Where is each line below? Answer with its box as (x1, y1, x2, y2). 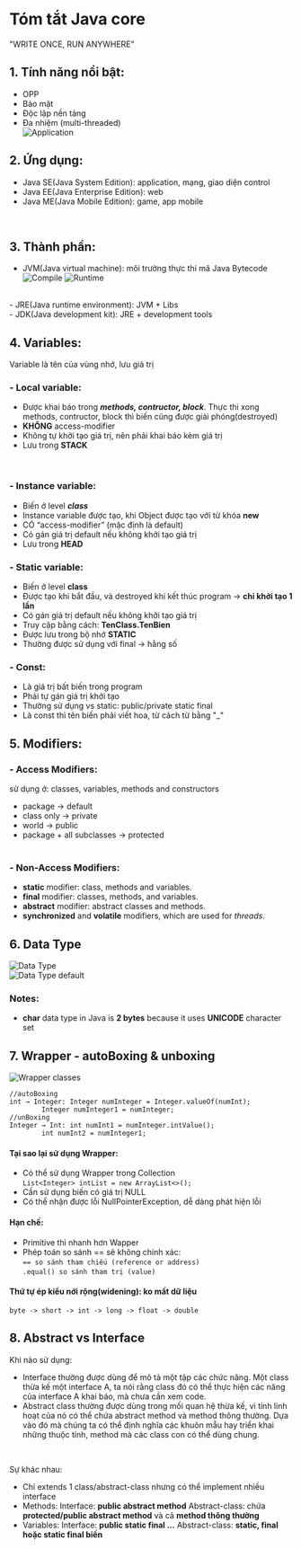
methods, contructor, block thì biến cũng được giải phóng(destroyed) (22, 412, 279, 422)
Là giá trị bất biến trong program (22, 681, 143, 692)
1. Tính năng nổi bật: (9, 65, 125, 80)
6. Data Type (9, 936, 82, 952)
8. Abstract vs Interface (9, 1331, 146, 1346)
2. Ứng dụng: (9, 153, 84, 168)
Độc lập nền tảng (22, 108, 87, 119)
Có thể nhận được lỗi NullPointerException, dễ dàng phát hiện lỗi (22, 1196, 262, 1208)
